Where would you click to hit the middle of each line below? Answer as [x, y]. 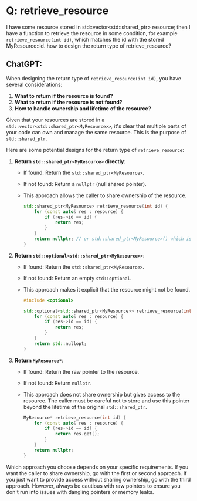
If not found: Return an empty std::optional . [77, 278]
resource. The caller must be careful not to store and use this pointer [106, 401]
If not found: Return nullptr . [57, 383]
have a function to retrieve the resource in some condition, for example [92, 33]
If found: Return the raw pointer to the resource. [81, 371]
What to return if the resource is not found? [68, 102]
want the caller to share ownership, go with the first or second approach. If [96, 473]
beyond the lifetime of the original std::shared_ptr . [85, 407]
